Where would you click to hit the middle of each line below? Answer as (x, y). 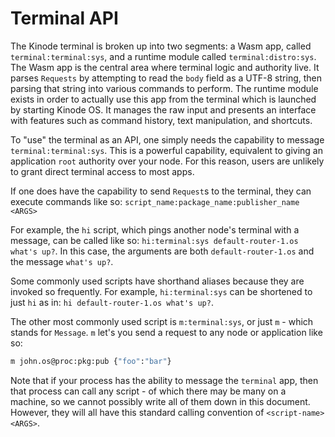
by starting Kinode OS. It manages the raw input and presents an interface (163, 109)
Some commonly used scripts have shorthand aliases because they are (157, 281)
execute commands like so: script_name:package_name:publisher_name (155, 201)
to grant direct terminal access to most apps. (102, 171)
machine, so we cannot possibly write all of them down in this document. (160, 401)
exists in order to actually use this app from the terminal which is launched (163, 99)
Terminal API (64, 18)
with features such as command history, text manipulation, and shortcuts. (161, 120)
